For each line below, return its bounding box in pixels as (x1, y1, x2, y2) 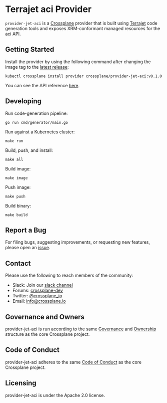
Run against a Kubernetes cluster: (5, 129, 75, 135)
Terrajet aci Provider (5, 4, 91, 15)
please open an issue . (5, 245, 50, 251)
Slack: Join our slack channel (12, 282, 73, 288)
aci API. (5, 31, 21, 37)
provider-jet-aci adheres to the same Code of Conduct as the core (5, 359, 141, 365)
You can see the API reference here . (5, 82, 80, 88)
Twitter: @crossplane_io (12, 293, 62, 299)
